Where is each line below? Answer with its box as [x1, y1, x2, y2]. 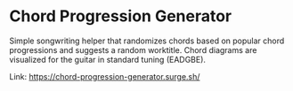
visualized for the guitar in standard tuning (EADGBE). [9, 54, 207, 64]
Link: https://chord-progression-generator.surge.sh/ [9, 71, 200, 81]
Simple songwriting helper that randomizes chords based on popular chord [9, 35, 285, 46]
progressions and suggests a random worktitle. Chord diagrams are [9, 44, 257, 55]
